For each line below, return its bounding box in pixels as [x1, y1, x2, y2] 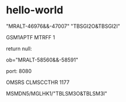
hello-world [6, 3, 64, 17]
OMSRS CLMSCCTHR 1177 [6, 79, 70, 86]
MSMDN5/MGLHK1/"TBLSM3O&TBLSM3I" [6, 90, 107, 97]
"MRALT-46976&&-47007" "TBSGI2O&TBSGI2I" [6, 23, 120, 30]
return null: [6, 45, 33, 52]
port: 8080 [6, 67, 32, 74]
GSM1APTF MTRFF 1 [6, 34, 55, 41]
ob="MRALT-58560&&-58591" [6, 56, 78, 63]
